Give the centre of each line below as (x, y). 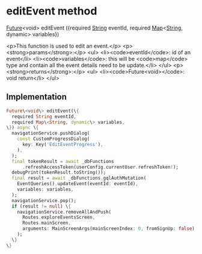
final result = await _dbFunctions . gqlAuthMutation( (79, 178)
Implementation (37, 97)
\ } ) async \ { (23, 128)
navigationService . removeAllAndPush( (64, 212)
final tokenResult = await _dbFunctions (63, 161)
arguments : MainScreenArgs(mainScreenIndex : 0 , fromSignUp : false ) (109, 229)
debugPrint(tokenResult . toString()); (59, 173)
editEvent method (52, 11)
